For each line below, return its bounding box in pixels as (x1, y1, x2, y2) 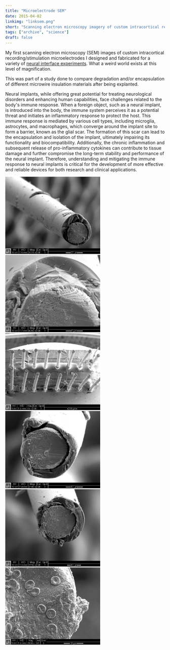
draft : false (5, 35, 33, 40)
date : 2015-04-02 (5, 13, 42, 19)
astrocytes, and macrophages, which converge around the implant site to (5, 124, 158, 129)
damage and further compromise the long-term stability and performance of (5, 151, 164, 156)
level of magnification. (5, 66, 52, 72)
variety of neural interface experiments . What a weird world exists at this (5, 61, 157, 66)
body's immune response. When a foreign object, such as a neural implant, (5, 102, 162, 108)
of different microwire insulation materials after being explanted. (5, 81, 139, 87)
